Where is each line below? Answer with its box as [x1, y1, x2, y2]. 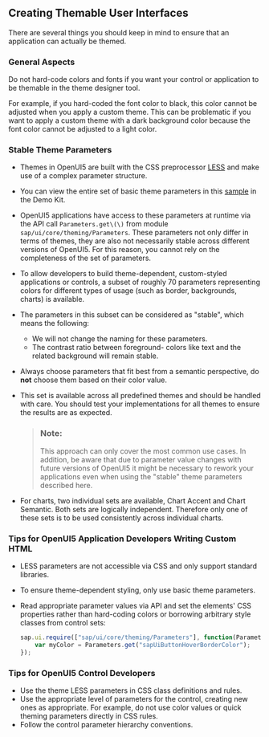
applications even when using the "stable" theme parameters [39, 471, 243, 481]
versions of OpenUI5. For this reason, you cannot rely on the [19, 245, 220, 254]
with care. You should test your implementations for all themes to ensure [19, 399, 260, 409]
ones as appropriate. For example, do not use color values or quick [19, 702, 242, 712]
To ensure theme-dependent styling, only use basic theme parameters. [19, 585, 256, 595]
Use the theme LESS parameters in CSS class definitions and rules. [19, 686, 243, 695]
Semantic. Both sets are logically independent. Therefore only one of [19, 504, 248, 514]
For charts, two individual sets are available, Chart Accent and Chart [19, 495, 247, 505]
